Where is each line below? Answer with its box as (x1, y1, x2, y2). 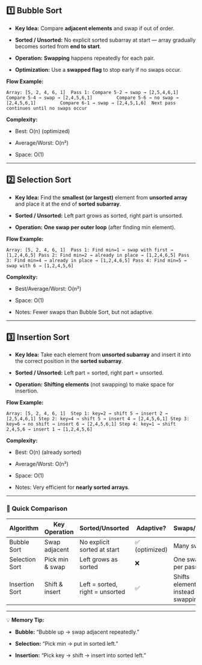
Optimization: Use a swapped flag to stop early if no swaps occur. (14, 66, 182, 73)
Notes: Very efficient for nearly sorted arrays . (14, 484, 130, 491)
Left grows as (79, 555, 118, 563)
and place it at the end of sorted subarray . (14, 200, 121, 207)
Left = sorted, (79, 580, 118, 588)
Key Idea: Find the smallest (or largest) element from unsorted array (14, 194, 188, 201)
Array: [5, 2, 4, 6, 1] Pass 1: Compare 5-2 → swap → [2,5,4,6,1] (6, 89, 179, 95)
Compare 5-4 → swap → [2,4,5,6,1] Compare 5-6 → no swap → (6, 95, 179, 101)
